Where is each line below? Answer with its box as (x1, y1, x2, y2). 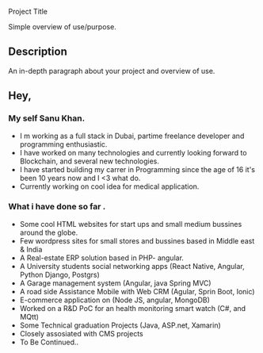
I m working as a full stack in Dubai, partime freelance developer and (19, 131, 245, 140)
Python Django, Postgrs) (19, 270, 101, 279)
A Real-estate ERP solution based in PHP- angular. (19, 253, 185, 263)
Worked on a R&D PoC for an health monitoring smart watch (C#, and (19, 303, 246, 313)
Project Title (8, 7, 48, 16)
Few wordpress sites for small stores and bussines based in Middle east (19, 236, 255, 245)
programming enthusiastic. (19, 139, 108, 149)
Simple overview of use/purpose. (8, 22, 116, 31)
